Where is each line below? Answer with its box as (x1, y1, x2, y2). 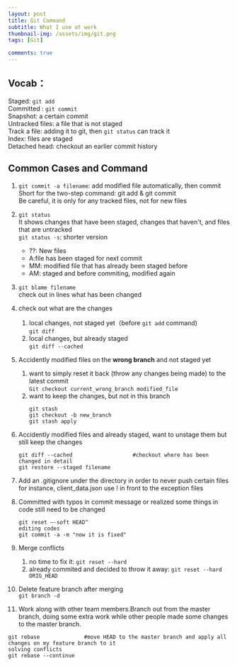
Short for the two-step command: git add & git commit (18, 188, 176, 197)
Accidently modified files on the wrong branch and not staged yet (18, 355, 212, 363)
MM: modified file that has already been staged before (28, 261, 188, 270)
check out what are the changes (18, 304, 112, 312)
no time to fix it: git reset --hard (28, 557, 127, 565)
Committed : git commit (8, 104, 77, 113)
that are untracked (18, 225, 73, 234)
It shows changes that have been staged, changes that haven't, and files (18, 218, 231, 226)
